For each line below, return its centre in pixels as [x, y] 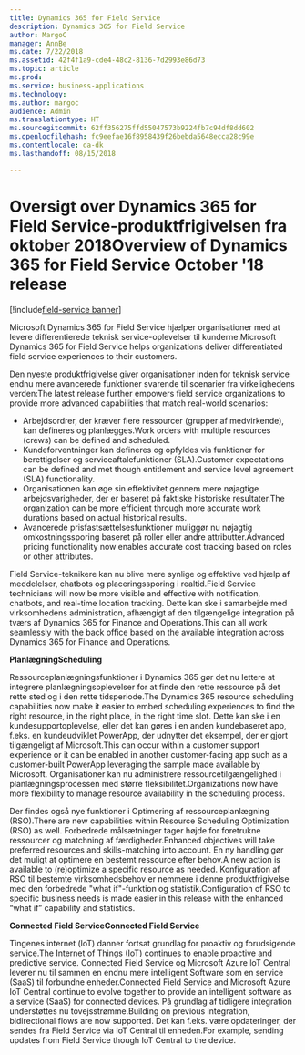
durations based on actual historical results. [105, 517]
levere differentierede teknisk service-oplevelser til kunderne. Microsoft [142, 336]
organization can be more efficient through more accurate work [142, 508]
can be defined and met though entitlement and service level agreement [158, 469]
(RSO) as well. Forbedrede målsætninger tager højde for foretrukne [135, 830]
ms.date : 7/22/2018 [46, 52]
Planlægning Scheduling [56, 659]
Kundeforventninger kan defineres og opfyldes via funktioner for [144, 450]
